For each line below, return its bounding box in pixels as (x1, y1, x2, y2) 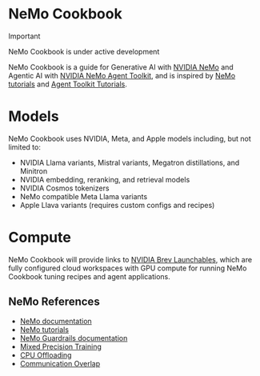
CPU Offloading (19, 350, 72, 360)
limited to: (8, 142, 42, 152)
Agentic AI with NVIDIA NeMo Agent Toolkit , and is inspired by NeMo (8, 70, 236, 80)
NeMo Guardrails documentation (19, 333, 128, 342)
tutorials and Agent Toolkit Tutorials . (8, 79, 128, 89)
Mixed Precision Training (19, 342, 102, 351)
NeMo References (8, 295, 100, 309)
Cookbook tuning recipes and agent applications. (8, 271, 170, 281)
